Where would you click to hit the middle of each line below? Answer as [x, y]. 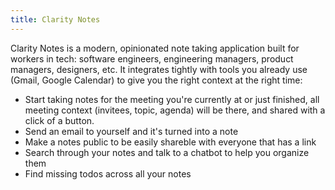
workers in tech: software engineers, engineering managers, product [152, 58]
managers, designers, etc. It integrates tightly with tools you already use [159, 69]
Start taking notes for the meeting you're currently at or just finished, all [172, 99]
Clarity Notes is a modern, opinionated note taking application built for [155, 48]
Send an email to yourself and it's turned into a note [131, 131]
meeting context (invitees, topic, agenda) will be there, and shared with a [175, 110]
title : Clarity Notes [55, 19]
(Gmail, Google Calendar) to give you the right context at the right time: [156, 80]
